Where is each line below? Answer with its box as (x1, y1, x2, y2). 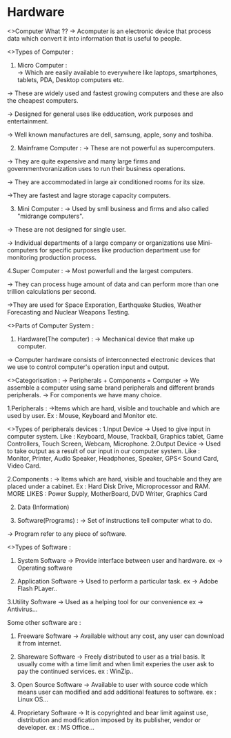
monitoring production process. (7, 253, 97, 261)
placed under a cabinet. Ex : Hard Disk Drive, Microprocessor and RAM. (7, 482, 210, 490)
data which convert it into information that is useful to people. (7, 34, 182, 42)
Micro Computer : (17, 61, 68, 69)
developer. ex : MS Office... (17, 723, 95, 731)
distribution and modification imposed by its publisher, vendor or (17, 715, 201, 724)
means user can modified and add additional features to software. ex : (17, 688, 217, 696)
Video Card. (7, 461, 41, 470)
